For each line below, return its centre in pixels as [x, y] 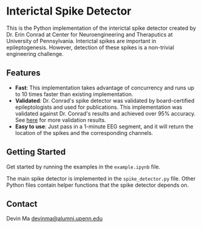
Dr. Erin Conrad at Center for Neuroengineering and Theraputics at [89, 34]
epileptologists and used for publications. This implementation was [99, 107]
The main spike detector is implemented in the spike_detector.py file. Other [101, 178]
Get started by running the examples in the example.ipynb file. [83, 167]
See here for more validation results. [60, 120]
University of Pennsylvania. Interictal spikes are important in [81, 41]
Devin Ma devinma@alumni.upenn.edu [55, 219]
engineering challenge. [35, 54]
